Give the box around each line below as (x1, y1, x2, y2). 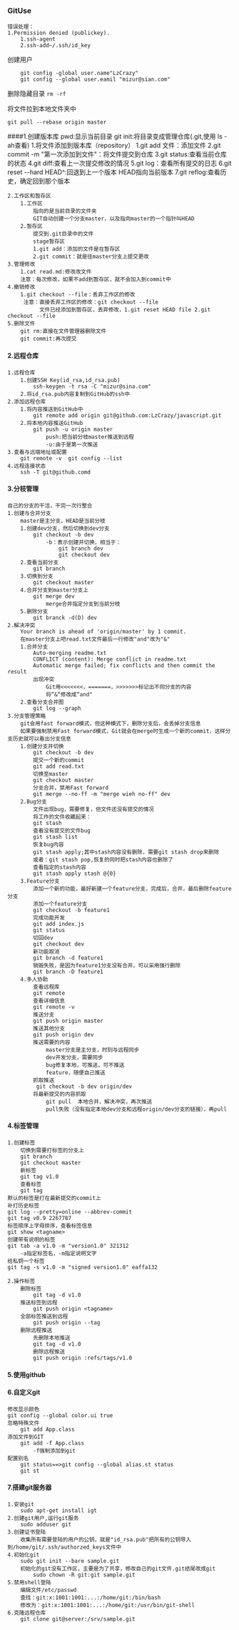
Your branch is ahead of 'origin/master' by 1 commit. (20, 628, 187, 635)
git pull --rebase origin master (7, 119, 107, 126)
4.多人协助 (20, 976, 49, 983)
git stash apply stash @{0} (33, 870, 116, 877)
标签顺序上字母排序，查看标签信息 (7, 1222, 93, 1229)
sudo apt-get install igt (20, 1506, 98, 1514)
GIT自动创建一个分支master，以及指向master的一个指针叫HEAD (33, 215, 195, 223)
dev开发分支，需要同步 (45, 1054, 103, 1061)
